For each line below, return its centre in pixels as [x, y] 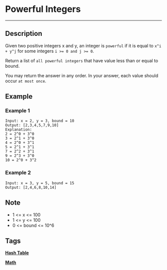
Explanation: [19, 130]
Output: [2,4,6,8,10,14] [31, 187]
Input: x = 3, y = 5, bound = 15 [40, 183]
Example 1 [18, 111]
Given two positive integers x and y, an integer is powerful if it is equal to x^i [83, 45]
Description [24, 34]
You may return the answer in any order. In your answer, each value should [82, 75]
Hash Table [17, 253]
